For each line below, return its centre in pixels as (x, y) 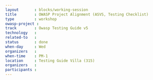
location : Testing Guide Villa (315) (50, 61)
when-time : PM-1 (27, 56)
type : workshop (31, 19)
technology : (21, 33)
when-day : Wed (25, 47)
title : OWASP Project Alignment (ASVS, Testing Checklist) (77, 14)
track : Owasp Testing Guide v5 (47, 28)
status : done (27, 42)
